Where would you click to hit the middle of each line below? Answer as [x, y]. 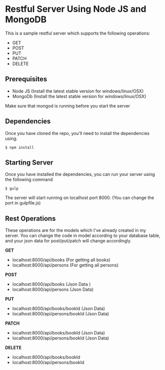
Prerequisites [26, 79]
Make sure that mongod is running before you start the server [68, 106]
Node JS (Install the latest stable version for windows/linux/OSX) [78, 91]
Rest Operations [30, 219]
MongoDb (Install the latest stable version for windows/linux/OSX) [79, 96]
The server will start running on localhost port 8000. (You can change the [80, 198]
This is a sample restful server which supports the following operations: [78, 33]
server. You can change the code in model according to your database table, [83, 235]
